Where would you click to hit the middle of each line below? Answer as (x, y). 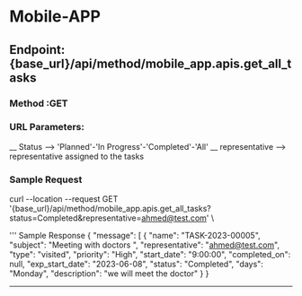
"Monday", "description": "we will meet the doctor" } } (109, 274)
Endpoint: (37, 50)
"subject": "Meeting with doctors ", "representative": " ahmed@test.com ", (145, 245)
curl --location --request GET (64, 199)
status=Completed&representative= (75, 218)
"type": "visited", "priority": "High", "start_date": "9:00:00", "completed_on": (150, 255)
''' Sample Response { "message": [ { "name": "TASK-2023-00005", (135, 236)
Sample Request (46, 179)
